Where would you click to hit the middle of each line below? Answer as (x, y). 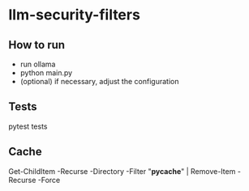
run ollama (38, 64)
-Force (49, 180)
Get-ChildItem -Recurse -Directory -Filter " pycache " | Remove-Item (122, 171)
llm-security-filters (74, 15)
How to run (37, 45)
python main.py (46, 73)
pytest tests (28, 126)
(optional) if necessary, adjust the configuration (99, 81)
